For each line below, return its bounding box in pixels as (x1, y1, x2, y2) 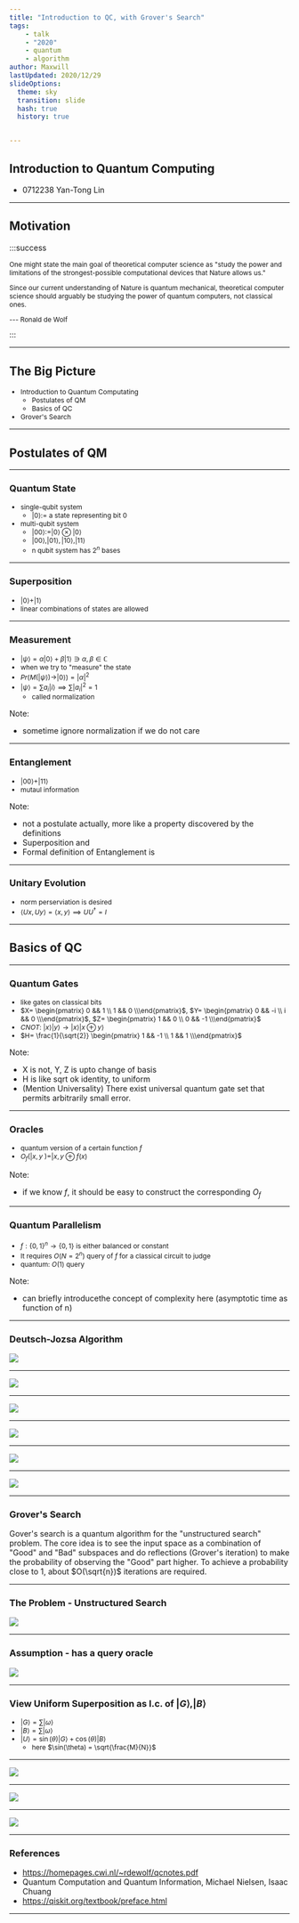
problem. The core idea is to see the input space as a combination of (9, 1538, 262, 1549)
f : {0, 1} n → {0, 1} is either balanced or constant (20, 1239, 169, 1251)
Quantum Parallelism (9, 1219, 101, 1231)
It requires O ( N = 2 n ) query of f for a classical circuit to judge (20, 1249, 211, 1261)
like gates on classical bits (20, 997, 102, 1007)
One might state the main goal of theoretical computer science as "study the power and (9, 259, 283, 269)
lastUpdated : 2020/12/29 (9, 71, 101, 80)
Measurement (9, 633, 71, 645)
